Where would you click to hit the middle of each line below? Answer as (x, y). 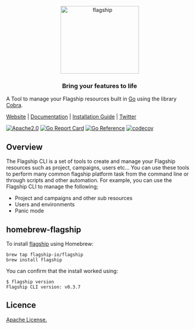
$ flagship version (30, 282)
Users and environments (45, 205)
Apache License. (27, 319)
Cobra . (15, 105)
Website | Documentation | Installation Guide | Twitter (71, 117)
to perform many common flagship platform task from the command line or (97, 174)
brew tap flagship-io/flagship (45, 255)
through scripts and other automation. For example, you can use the (89, 180)
